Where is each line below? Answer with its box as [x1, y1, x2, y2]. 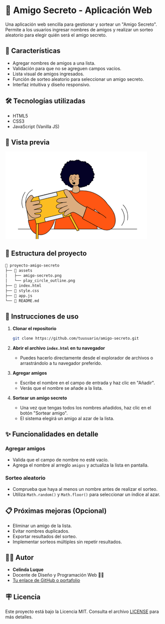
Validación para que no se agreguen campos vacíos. [12, 65, 122, 71]
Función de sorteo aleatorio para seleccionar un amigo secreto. [12, 76, 144, 82]
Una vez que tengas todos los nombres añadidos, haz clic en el [20, 404, 151, 410]
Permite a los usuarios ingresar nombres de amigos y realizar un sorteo [5, 26, 153, 32]
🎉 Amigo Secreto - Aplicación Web [5, 5, 152, 16]
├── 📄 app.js [5, 293, 33, 298]
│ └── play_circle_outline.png [5, 278, 75, 283]
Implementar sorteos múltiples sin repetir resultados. [12, 539, 122, 545]
